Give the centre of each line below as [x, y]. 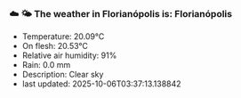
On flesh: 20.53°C [55, 46]
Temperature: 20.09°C [63, 37]
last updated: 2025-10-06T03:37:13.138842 [101, 84]
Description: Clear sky [63, 75]
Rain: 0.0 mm [46, 65]
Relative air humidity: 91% [69, 55]
